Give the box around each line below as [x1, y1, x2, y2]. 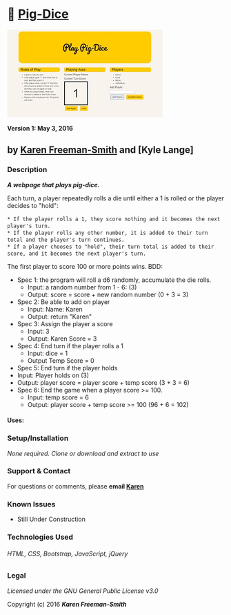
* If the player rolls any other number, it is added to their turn [7, 229, 208, 236]
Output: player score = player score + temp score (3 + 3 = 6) [17, 378, 190, 386]
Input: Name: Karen [27, 305, 83, 313]
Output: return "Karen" [27, 312, 92, 321]
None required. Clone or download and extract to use [7, 449, 159, 457]
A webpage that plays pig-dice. [7, 180, 100, 189]
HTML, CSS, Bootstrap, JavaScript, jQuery [7, 549, 128, 558]
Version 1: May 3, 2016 [7, 124, 74, 132]
